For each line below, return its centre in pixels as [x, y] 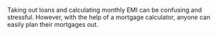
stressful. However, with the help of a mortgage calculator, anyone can [109, 17]
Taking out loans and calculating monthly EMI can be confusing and [105, 10]
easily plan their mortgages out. [53, 24]
